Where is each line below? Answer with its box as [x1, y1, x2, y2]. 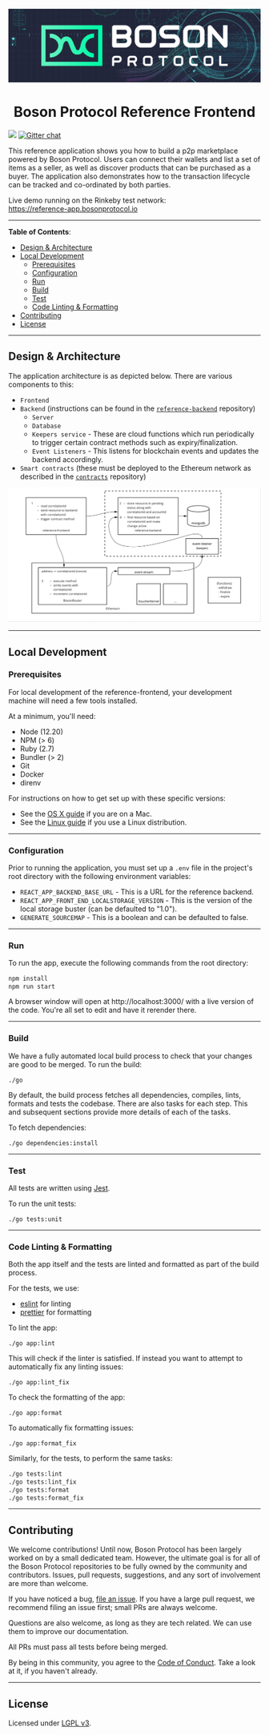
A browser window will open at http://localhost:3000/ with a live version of [8, 997, 255, 1006]
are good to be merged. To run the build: [8, 1059, 143, 1069]
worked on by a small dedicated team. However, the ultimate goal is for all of [8, 1553, 261, 1563]
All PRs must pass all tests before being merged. [8, 1642, 168, 1652]
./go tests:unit [8, 1215, 62, 1223]
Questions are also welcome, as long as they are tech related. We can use [8, 1618, 252, 1628]
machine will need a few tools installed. [8, 696, 138, 705]
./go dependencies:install [8, 1139, 98, 1147]
